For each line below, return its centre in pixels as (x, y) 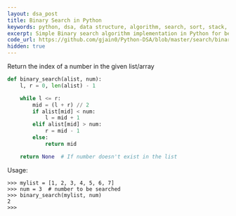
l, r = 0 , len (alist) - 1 (58, 86)
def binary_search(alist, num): (54, 79)
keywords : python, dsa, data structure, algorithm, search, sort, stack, (118, 27)
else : (41, 137)
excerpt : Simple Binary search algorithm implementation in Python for (114, 33)
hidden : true (26, 46)
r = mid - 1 (62, 131)
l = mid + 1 (62, 118)
